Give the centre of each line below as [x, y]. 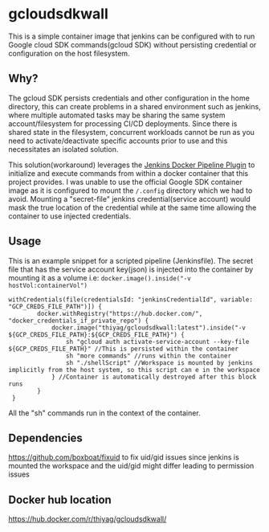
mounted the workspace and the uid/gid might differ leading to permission [131, 466]
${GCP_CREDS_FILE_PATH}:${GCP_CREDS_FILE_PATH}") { [96, 334]
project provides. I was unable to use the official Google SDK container [125, 182]
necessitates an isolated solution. [63, 149]
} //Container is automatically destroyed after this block [154, 377]
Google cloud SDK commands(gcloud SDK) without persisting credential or [132, 44]
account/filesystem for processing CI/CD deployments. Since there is [123, 123]
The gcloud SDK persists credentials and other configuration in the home [129, 98]
